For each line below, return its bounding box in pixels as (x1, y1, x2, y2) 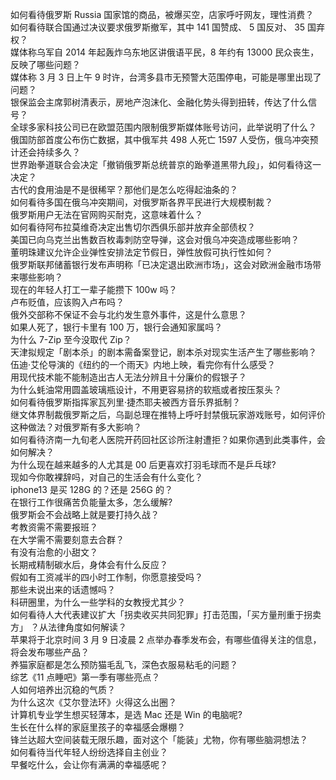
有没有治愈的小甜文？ (10, 546, 98, 558)
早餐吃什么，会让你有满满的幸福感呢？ (10, 759, 168, 770)
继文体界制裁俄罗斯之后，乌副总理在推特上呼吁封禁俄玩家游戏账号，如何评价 (10, 409, 326, 420)
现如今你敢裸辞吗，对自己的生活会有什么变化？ (10, 471, 203, 483)
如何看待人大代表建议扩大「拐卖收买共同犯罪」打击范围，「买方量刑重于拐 (10, 609, 313, 620)
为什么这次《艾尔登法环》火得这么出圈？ (10, 696, 177, 708)
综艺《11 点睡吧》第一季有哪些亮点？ (10, 671, 161, 683)
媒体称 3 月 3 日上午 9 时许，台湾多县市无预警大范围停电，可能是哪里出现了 (10, 71, 322, 83)
